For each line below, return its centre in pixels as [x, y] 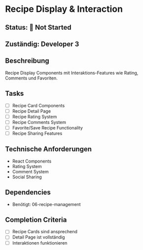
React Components [32, 161]
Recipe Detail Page [31, 111]
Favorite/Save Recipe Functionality [47, 127]
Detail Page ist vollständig [38, 237]
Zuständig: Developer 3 [42, 44]
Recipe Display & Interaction [64, 9]
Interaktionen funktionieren [40, 243]
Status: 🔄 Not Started [38, 27]
